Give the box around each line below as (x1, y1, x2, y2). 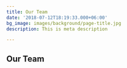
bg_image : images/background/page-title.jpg (6, 20, 122, 26)
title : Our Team (6, 8, 48, 15)
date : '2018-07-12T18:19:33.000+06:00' (6, 15, 108, 21)
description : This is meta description (6, 25, 108, 32)
